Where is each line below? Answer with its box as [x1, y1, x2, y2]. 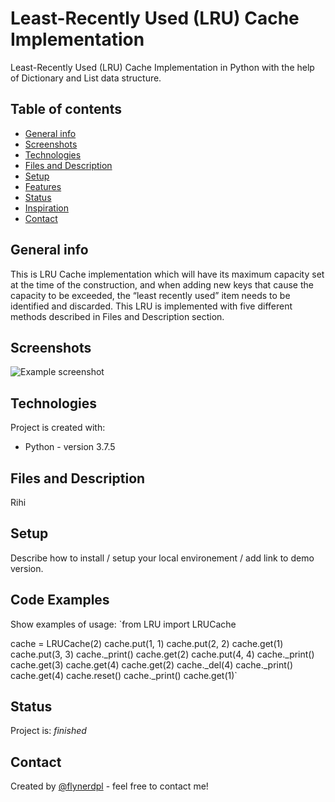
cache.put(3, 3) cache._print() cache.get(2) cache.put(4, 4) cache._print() [10, 648, 315, 660]
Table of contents [10, 101, 122, 118]
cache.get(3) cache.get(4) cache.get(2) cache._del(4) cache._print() [10, 658, 293, 671]
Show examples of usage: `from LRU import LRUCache [10, 618, 237, 630]
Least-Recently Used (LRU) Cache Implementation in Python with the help [10, 61, 315, 73]
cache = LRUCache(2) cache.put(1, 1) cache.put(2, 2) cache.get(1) [10, 637, 284, 649]
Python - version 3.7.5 [24, 441, 116, 453]
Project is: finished [10, 725, 87, 737]
